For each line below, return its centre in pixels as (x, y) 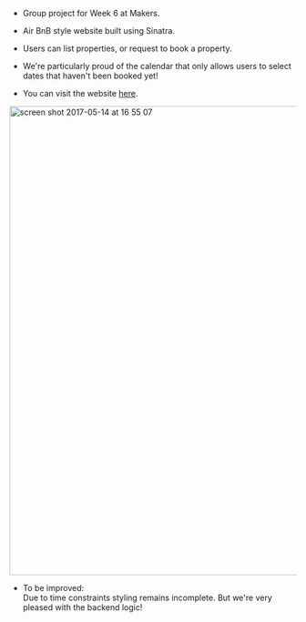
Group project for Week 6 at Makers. (91, 13)
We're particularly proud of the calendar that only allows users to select (157, 66)
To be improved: (53, 588)
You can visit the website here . (80, 93)
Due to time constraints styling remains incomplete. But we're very (148, 597)
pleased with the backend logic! (82, 607)
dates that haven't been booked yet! (90, 76)
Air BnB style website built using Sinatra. (99, 31)
